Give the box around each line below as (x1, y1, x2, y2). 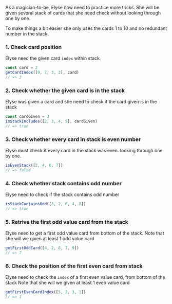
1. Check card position (5, 43, 62, 50)
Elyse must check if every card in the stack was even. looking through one (5, 148, 163, 154)
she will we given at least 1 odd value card (5, 236, 94, 242)
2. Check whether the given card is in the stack (5, 87, 125, 94)
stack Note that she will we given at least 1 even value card (5, 280, 130, 286)
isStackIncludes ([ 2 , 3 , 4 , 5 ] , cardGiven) (5, 119, 98, 124)
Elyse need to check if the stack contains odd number (5, 191, 120, 198)
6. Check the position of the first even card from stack (5, 262, 143, 270)
